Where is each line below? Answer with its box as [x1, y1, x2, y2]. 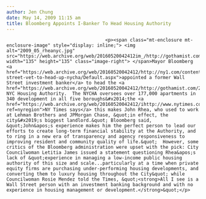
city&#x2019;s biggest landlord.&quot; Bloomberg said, [6, 118, 152, 124]
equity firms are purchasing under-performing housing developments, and [6, 166, 199, 172]
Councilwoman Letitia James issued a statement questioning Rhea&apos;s [6, 149, 196, 156]
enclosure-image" [6, 42, 51, 49]
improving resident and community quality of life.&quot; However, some [6, 139, 199, 145]
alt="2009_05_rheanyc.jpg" [6, 48, 75, 54]
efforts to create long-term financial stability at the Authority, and [6, 128, 196, 135]
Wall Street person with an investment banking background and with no [6, 182, 193, 188]
